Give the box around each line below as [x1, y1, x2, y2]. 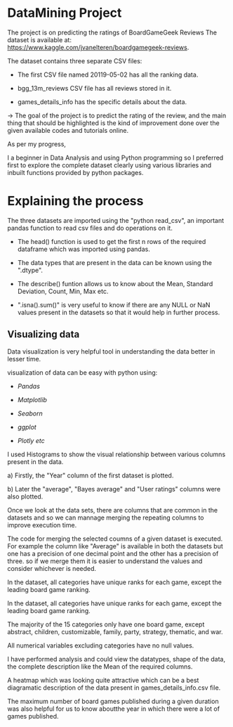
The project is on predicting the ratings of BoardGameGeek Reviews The [7, 28, 218, 37]
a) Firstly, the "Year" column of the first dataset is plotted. [7, 471, 174, 480]
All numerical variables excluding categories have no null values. [7, 641, 194, 650]
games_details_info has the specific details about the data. [17, 97, 187, 106]
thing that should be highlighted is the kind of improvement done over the [7, 118, 220, 127]
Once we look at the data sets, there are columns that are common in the [7, 506, 218, 514]
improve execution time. [7, 520, 77, 529]
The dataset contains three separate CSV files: [7, 56, 142, 65]
